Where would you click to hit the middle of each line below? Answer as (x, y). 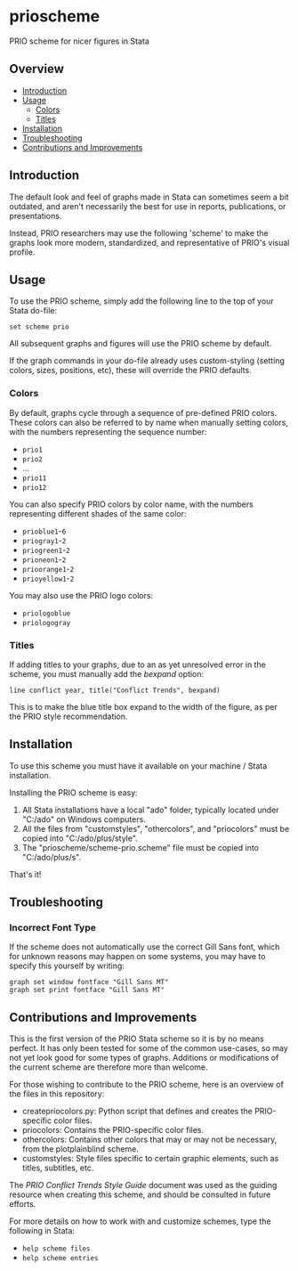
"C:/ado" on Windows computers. (84, 819)
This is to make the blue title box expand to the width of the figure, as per (143, 706)
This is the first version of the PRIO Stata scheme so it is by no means (137, 1039)
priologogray (46, 623)
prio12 (34, 487)
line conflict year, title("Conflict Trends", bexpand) (115, 690)
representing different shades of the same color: (98, 513)
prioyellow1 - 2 (48, 578)
